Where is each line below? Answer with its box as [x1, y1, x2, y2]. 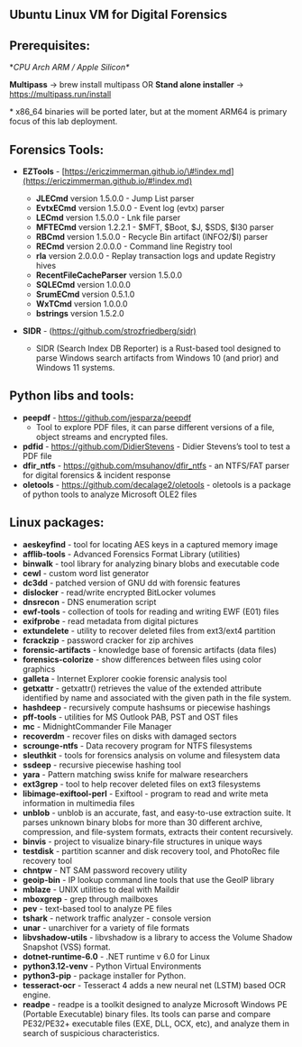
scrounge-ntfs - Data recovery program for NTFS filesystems [22, 739, 252, 751]
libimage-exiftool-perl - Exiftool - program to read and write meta [22, 788, 269, 799]
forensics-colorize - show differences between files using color [22, 654, 262, 665]
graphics [22, 663, 56, 675]
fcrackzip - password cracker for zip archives [22, 635, 194, 646]
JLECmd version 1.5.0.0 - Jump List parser [35, 193, 195, 204]
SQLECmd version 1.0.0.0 [35, 280, 131, 290]
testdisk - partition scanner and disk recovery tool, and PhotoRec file [22, 845, 280, 856]
